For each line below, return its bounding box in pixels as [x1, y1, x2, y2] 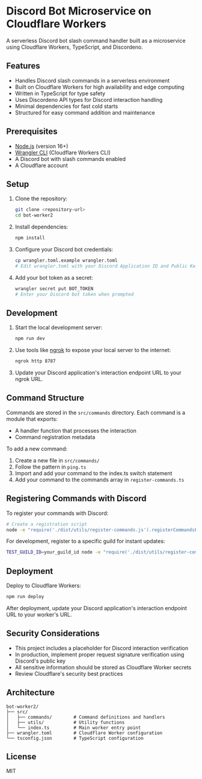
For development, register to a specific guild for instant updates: [6, 538, 165, 545]
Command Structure [6, 393, 84, 403]
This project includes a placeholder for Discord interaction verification [14, 644, 189, 652]
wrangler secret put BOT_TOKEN [14, 285, 94, 292]
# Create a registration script [6, 521, 87, 527]
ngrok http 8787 [14, 358, 56, 364]
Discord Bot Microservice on [6, 4, 151, 18]
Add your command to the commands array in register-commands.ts [14, 476, 185, 483]
